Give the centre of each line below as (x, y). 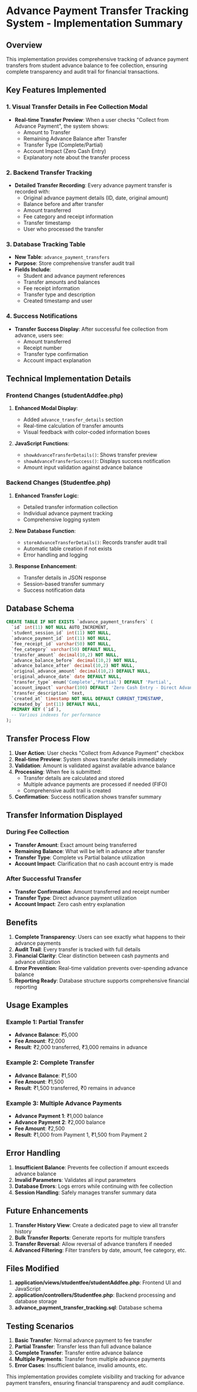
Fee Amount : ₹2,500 (40, 1128)
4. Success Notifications (42, 316)
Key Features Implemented (56, 90)
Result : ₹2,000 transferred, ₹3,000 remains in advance (81, 1047)
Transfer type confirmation (56, 354)
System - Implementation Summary (94, 23)
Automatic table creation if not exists (68, 548)
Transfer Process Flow (48, 739)
